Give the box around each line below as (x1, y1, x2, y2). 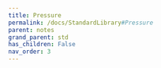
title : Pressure (8, 11, 62, 20)
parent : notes (8, 26, 55, 34)
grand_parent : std (8, 33, 69, 41)
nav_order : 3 (8, 48, 51, 55)
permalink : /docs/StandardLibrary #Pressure (8, 19, 154, 27)
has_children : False (8, 41, 77, 48)
